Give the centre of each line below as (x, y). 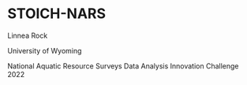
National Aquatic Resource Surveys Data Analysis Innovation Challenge (123, 66)
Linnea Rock (28, 35)
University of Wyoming (45, 50)
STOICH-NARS (57, 14)
